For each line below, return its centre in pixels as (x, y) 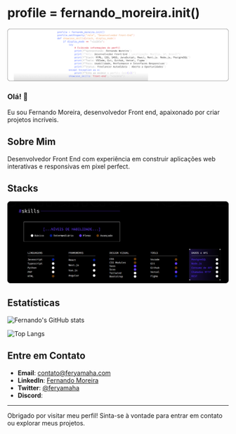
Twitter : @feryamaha (48, 387)
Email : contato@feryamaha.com (64, 373)
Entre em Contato (46, 356)
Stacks (23, 188)
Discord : (30, 395)
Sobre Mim (32, 142)
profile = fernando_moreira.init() (104, 13)
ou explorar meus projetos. (46, 423)
